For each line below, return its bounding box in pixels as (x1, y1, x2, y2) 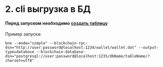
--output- (138, 45, 159, 50)
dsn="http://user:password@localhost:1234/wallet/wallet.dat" (5, 45, 137, 50)
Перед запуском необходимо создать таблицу (5, 20, 108, 26)
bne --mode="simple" (5, 41, 48, 46)
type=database (5, 50, 35, 55)
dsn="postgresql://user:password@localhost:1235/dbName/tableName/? (5, 54, 150, 59)
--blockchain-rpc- (49, 41, 88, 46)
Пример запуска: (5, 31, 42, 37)
